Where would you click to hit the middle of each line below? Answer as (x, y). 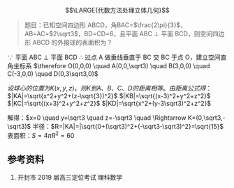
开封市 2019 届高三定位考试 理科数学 (70, 178)
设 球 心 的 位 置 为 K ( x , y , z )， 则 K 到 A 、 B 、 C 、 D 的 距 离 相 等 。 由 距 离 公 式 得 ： (110, 88)
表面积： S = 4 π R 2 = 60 (41, 135)
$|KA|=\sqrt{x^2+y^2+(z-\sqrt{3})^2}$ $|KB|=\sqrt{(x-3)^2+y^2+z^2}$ (109, 96)
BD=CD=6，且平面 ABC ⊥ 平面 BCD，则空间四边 (154, 34)
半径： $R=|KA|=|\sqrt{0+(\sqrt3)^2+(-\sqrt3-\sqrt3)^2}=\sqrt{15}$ (128, 126)
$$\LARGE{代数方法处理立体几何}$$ (117, 10)
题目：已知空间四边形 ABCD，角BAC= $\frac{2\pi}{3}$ (102, 25)
